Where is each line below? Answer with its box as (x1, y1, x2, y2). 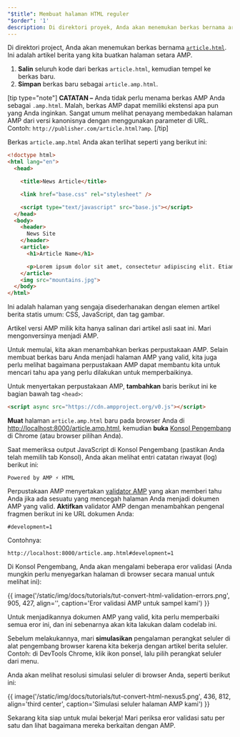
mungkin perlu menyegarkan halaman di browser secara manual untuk (7, 570, 215, 578)
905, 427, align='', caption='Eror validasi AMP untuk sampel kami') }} (7, 599, 210, 607)
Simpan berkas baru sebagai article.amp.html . (17, 80, 159, 89)
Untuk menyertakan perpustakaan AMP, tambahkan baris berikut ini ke (7, 382, 217, 391)
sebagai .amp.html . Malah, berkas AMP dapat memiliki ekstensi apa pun (7, 101, 219, 110)
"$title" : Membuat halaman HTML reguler (7, 10, 130, 18)
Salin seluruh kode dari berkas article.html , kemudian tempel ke (17, 65, 211, 74)
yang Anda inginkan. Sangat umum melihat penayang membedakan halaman (7, 109, 233, 118)
